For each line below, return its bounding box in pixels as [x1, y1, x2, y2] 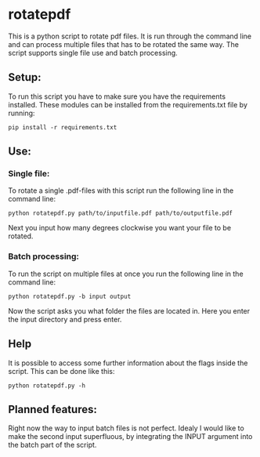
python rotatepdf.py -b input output [8, 292, 132, 300]
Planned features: [8, 402, 98, 416]
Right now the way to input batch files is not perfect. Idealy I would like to [8, 423, 244, 433]
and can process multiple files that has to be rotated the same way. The [8, 39, 239, 49]
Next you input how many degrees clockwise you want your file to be [8, 223, 232, 233]
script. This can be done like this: [8, 366, 115, 375]
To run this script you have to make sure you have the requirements [8, 92, 226, 101]
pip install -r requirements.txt [8, 123, 117, 131]
